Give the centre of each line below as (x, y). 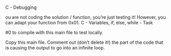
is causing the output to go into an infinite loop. (55, 48)
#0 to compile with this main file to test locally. (54, 32)
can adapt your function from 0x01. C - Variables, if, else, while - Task (79, 23)
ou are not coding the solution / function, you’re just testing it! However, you (85, 17)
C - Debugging (21, 7)
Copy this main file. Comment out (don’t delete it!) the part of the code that (84, 42)
